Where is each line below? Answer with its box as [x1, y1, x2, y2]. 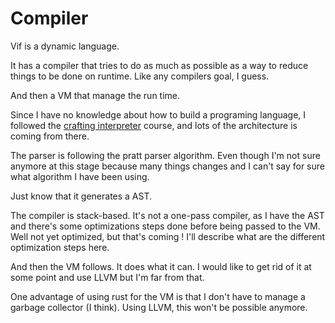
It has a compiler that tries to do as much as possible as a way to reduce [10, 59, 309, 71]
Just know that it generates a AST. [10, 190, 153, 202]
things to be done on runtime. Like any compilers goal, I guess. [10, 70, 270, 82]
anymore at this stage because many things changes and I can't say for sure [10, 160, 325, 172]
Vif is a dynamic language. [10, 40, 120, 52]
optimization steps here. [10, 241, 110, 253]
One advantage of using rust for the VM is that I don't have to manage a [10, 290, 306, 302]
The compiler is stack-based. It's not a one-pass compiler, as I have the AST [10, 209, 325, 221]
